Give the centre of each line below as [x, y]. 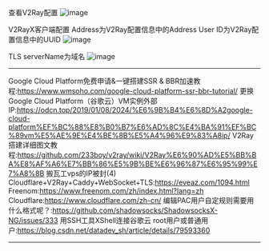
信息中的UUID [38, 40]
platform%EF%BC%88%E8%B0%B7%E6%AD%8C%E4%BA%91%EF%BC [132, 127]
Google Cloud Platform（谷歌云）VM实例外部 [83, 101]
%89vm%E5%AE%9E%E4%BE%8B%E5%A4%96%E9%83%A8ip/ [119, 135]
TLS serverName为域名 [47, 56]
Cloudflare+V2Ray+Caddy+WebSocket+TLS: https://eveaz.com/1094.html [129, 182]
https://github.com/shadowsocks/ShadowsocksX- [135, 210]
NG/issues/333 [33, 220]
